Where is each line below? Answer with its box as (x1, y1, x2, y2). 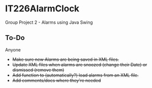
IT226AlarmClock (5, 3, 80, 14)
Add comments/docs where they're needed (12, 77, 101, 83)
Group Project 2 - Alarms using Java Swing (5, 19, 93, 25)
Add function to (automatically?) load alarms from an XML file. (12, 72, 139, 78)
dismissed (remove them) (12, 67, 65, 73)
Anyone (5, 46, 21, 52)
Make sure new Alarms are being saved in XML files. (12, 56, 119, 62)
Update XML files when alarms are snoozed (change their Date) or (12, 61, 147, 67)
